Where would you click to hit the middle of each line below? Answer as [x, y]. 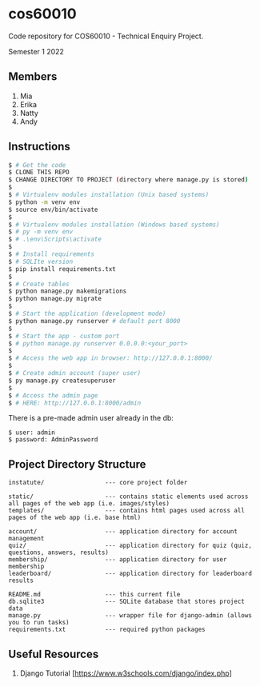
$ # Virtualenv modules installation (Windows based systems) [114, 225]
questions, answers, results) [59, 552]
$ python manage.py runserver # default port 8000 [94, 321]
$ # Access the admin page [53, 395]
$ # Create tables [39, 284]
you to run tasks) [39, 623]
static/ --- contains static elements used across [128, 497]
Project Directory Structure [77, 464]
